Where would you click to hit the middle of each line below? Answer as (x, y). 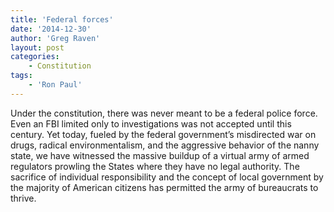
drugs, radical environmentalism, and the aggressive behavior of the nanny (165, 145)
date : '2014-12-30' (51, 29)
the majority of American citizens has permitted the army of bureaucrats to (164, 187)
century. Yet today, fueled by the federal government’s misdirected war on (163, 134)
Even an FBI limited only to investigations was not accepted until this (151, 123)
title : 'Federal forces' (62, 19)
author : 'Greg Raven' (55, 38)
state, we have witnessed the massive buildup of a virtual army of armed (160, 155)
